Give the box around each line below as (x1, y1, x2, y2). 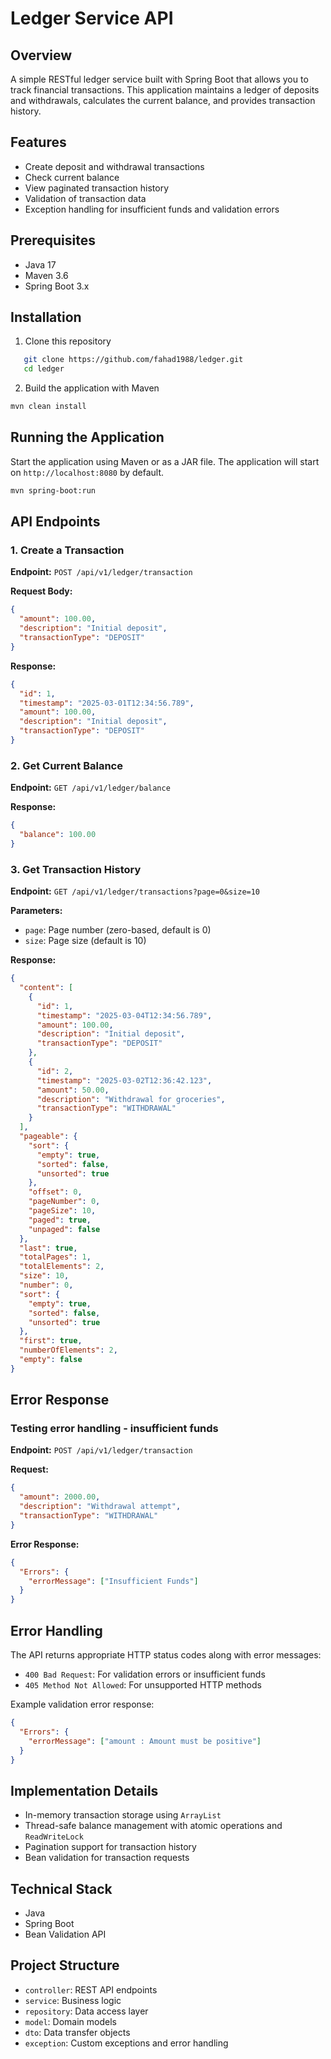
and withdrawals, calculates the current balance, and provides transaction (10, 95, 316, 106)
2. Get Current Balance (10, 758, 123, 772)
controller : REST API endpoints (24, 1983, 158, 1996)
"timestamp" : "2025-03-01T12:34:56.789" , (19, 698, 195, 708)
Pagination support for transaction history (24, 1841, 197, 1853)
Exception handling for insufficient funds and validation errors (24, 203, 280, 215)
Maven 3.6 (24, 269, 69, 281)
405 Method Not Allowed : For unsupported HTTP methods (24, 1679, 262, 1691)
